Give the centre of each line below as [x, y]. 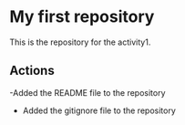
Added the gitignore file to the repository [99, 110]
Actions [32, 71]
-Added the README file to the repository [87, 92]
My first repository [82, 17]
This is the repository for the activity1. [80, 42]
